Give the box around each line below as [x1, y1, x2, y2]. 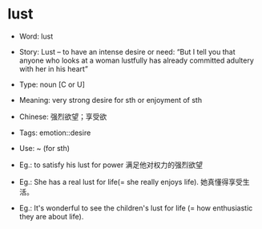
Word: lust [18, 31, 54, 41]
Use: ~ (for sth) [18, 143, 70, 153]
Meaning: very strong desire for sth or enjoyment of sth [18, 95, 202, 104]
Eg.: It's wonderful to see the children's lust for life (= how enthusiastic [18, 202, 253, 213]
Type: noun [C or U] [18, 80, 86, 89]
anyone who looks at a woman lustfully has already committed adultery [18, 55, 254, 65]
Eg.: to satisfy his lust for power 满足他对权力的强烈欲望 [18, 160, 204, 170]
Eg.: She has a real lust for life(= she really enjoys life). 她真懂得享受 [18, 177, 244, 186]
